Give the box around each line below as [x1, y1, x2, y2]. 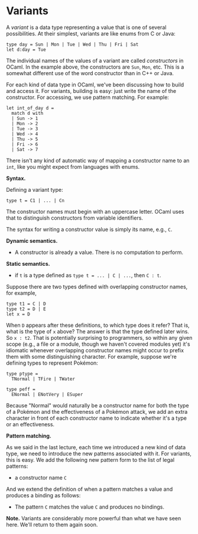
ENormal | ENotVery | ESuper [11, 391, 83, 397]
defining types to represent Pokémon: [6, 359, 99, 366]
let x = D [6, 311, 31, 317]
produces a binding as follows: [6, 491, 81, 498]
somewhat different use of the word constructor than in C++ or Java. [6, 69, 174, 76]
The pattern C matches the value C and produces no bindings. [14, 503, 164, 510]
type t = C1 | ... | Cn [6, 197, 65, 204]
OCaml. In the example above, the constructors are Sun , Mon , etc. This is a [6, 63, 184, 70]
